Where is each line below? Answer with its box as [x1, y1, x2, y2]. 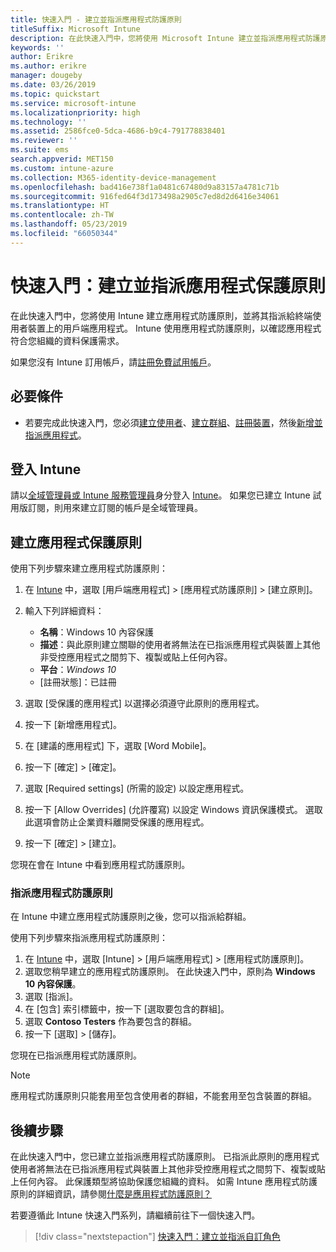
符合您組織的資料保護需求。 [10, 334, 125, 346]
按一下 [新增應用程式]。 [24, 719, 122, 731]
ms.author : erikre [10, 61, 87, 71]
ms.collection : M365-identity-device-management [10, 172, 217, 183]
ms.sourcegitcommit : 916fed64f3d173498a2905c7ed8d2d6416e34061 [10, 191, 280, 201]
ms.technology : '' [10, 117, 87, 127]
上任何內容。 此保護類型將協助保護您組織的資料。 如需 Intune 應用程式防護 [10, 1176, 318, 1188]
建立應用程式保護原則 [10, 534, 142, 551]
